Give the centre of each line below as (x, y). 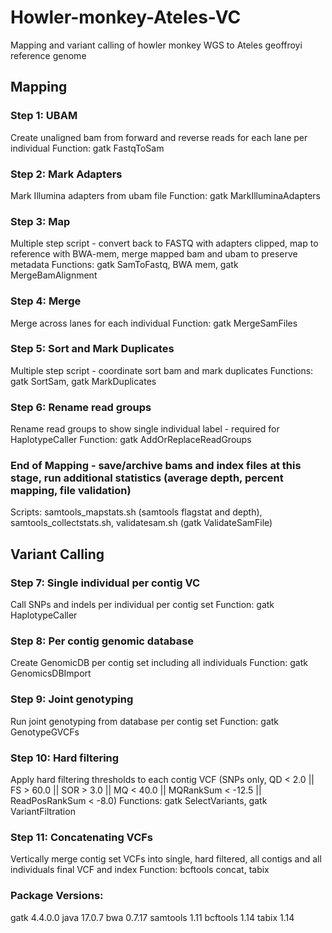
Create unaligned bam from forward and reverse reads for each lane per (159, 137)
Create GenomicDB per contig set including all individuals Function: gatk (159, 663)
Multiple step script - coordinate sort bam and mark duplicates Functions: (162, 370)
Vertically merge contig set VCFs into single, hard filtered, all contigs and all (166, 859)
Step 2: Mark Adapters (66, 174)
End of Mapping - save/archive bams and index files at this (156, 466)
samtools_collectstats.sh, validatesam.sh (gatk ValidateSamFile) (141, 523)
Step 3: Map (40, 221)
